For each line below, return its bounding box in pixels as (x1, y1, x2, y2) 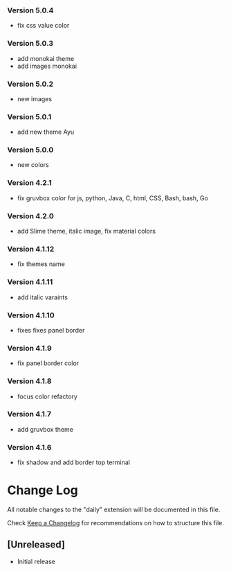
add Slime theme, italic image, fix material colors (17, 227, 156, 236)
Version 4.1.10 (7, 310, 55, 320)
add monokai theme (17, 54, 75, 62)
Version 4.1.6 (7, 442, 52, 452)
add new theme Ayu (17, 128, 75, 137)
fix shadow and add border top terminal (17, 458, 130, 466)
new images (17, 94, 53, 103)
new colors (17, 161, 50, 169)
